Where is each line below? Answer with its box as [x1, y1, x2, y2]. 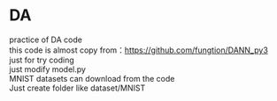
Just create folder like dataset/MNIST [9, 83, 146, 93]
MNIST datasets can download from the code [9, 73, 175, 83]
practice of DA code [9, 34, 82, 45]
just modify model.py [9, 63, 87, 75]
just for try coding [9, 54, 75, 65]
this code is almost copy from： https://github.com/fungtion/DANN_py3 [9, 45, 268, 55]
